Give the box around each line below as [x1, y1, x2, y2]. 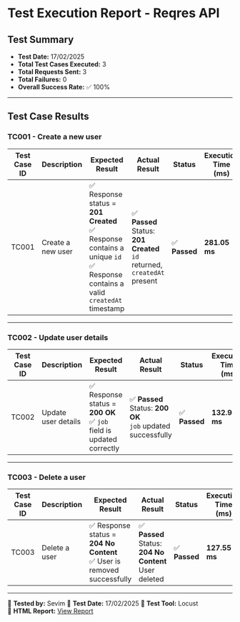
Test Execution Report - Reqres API [7, 5, 220, 21]
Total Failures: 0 [17, 75, 67, 84]
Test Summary [7, 34, 74, 46]
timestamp [89, 304, 125, 313]
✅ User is [89, 556, 121, 566]
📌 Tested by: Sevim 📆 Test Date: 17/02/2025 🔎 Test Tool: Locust [7, 599, 199, 608]
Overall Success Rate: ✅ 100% [17, 83, 111, 91]
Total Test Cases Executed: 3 [17, 60, 106, 69]
